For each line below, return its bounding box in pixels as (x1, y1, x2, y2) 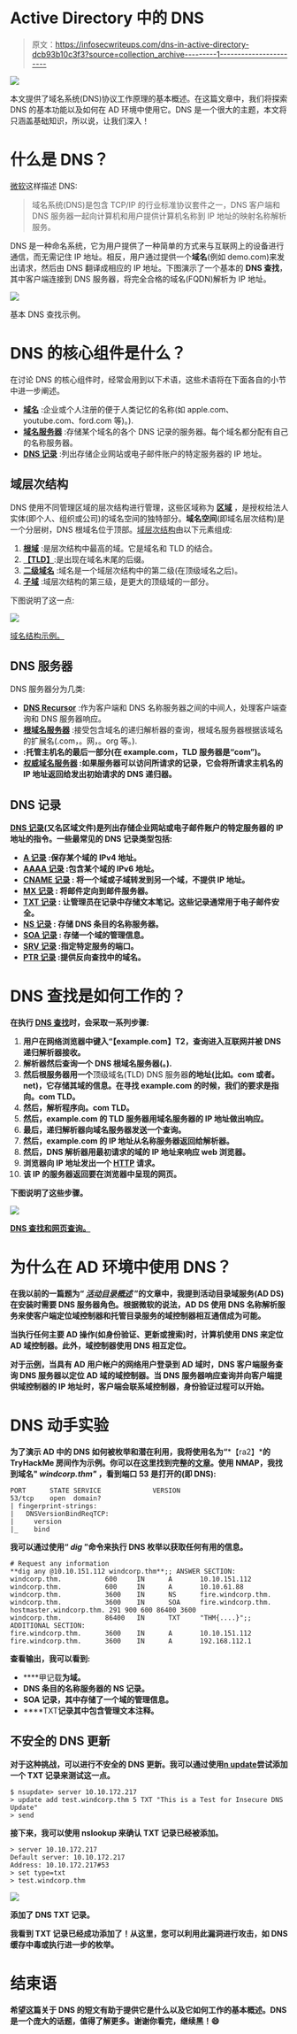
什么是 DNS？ (10, 150, 110, 170)
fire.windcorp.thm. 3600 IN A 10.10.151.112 (10, 1630, 252, 1638)
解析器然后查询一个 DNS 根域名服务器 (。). (22, 1059, 172, 1069)
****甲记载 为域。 (22, 1672, 86, 1683)
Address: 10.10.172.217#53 (10, 1861, 110, 1869)
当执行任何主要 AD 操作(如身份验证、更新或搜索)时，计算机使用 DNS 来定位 (10, 1329, 284, 1340)
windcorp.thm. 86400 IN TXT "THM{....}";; (10, 1614, 252, 1622)
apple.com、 (187, 404, 234, 414)
